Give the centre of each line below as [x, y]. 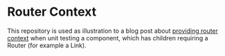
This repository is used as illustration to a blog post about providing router [112, 31]
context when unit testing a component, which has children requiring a [108, 38]
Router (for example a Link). [47, 45]
